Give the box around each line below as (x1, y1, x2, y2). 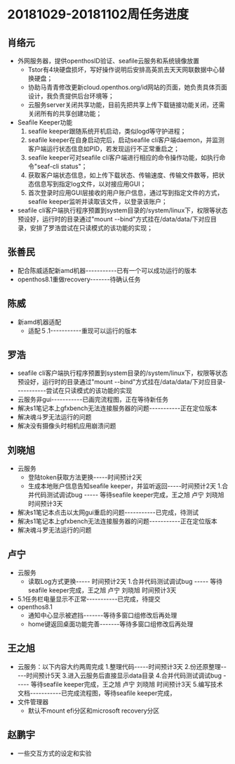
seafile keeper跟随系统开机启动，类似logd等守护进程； (27, 127, 187, 135)
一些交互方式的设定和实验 (17, 749, 92, 757)
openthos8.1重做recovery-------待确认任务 (17, 275, 141, 284)
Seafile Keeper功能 (17, 118, 73, 127)
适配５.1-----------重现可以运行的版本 (27, 326, 137, 335)
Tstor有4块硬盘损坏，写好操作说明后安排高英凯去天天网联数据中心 (27, 65, 220, 74)
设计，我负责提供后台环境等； (27, 92, 114, 100)
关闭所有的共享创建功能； (27, 110, 102, 117)
